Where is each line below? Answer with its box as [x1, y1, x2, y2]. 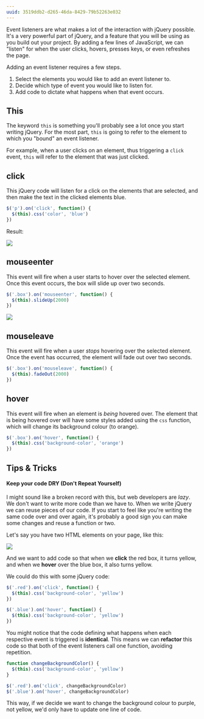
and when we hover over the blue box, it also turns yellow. [6, 560, 153, 568]
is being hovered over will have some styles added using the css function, [6, 416, 192, 424]
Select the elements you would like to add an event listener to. [15, 75, 171, 82]
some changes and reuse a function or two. [6, 519, 116, 526]
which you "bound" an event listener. [6, 135, 99, 142]
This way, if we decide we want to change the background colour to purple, [6, 699, 196, 707]
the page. [6, 51, 30, 59]
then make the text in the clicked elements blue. [6, 193, 127, 201]
